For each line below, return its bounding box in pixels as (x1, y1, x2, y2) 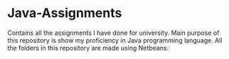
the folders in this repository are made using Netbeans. (7, 43, 169, 52)
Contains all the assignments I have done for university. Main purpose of (7, 28, 220, 37)
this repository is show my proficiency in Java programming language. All (7, 36, 223, 44)
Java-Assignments (7, 5, 122, 21)
